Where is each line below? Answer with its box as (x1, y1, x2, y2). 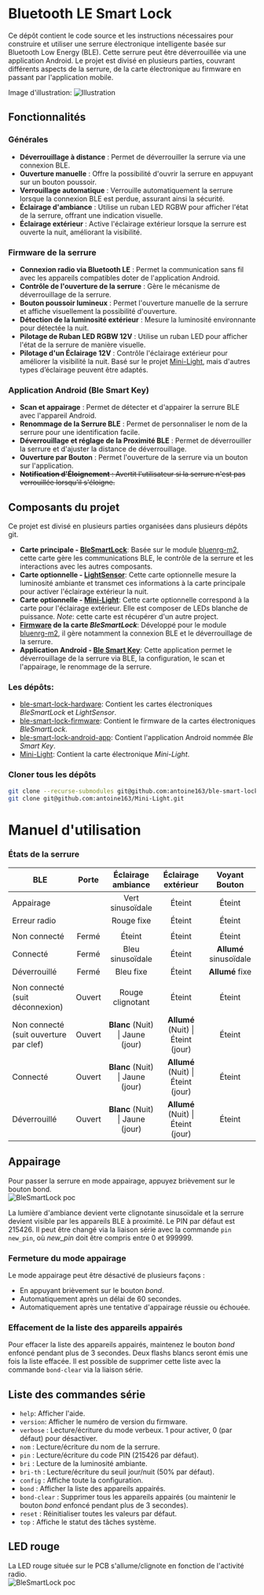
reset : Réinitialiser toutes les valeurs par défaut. (19, 1509, 178, 1519)
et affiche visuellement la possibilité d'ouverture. (19, 306, 178, 315)
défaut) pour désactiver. (19, 1434, 98, 1443)
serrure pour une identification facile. (19, 428, 140, 437)
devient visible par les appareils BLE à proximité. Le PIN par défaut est (8, 1216, 236, 1225)
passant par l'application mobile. (8, 72, 114, 82)
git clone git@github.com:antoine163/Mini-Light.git (8, 794, 185, 802)
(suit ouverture (12, 1029, 67, 1040)
